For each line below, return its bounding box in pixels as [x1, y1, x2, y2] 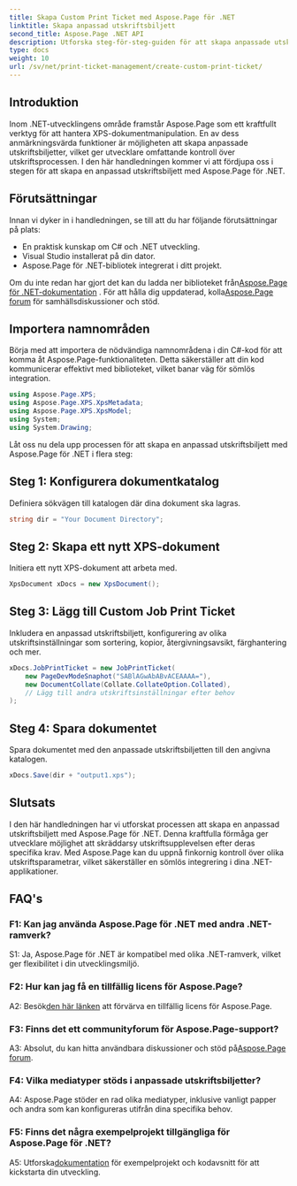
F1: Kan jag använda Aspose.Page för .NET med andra [9, 918, 245, 930]
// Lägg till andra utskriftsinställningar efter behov [25, 688, 236, 697]
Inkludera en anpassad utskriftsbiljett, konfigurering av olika [9, 627, 227, 638]
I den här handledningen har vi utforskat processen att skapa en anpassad [9, 819, 280, 830]
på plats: [9, 224, 42, 234]
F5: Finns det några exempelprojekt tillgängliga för [9, 1126, 231, 1138]
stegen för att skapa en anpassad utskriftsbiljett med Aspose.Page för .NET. [9, 165, 286, 176]
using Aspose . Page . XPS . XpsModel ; [9, 407, 133, 416]
